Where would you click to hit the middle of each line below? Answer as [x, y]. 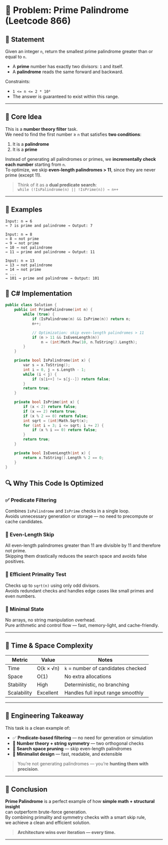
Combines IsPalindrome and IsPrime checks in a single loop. [67, 511]
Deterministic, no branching [97, 685]
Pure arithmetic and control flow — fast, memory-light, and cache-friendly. [82, 625]
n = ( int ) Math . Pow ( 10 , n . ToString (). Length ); [89, 342]
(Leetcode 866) [38, 21]
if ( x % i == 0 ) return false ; [64, 430]
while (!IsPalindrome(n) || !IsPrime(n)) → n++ [68, 189]
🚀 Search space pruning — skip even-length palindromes [72, 748]
